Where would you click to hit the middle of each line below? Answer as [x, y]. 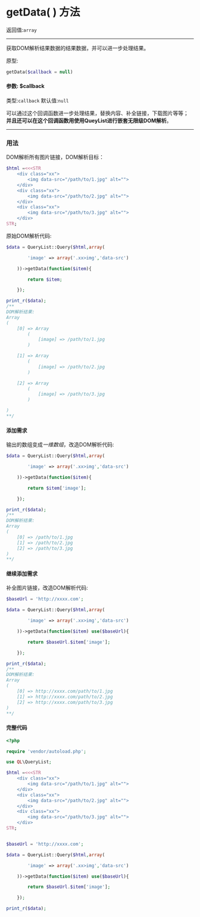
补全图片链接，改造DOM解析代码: [47, 588]
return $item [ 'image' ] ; [57, 488]
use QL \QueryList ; [29, 762]
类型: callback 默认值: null [37, 101]
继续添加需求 [22, 573]
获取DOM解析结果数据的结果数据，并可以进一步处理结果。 [78, 48]
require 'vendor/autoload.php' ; [46, 751]
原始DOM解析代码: [29, 236]
